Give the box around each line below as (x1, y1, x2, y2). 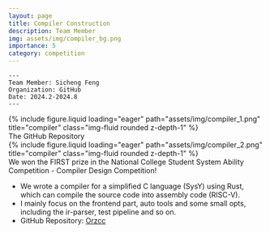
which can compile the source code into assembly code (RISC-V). (19, 190, 241, 199)
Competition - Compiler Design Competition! (8, 166, 157, 175)
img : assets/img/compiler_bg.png (8, 34, 122, 43)
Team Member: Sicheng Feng (8, 78, 100, 87)
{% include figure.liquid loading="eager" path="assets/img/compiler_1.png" (8, 114, 261, 124)
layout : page (8, 11, 53, 20)
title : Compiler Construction (8, 19, 111, 28)
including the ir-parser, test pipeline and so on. (19, 207, 177, 217)
